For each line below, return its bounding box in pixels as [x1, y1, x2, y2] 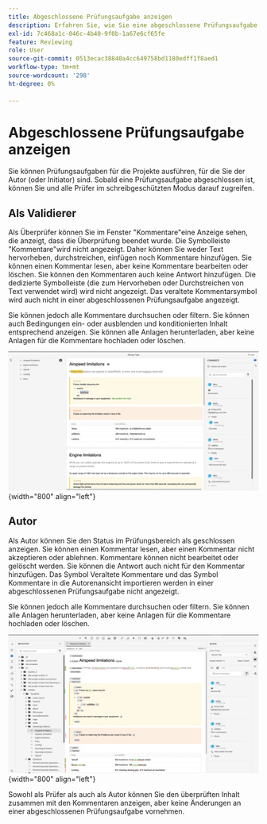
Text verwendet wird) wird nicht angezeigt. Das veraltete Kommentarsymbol [8, 287, 257, 296]
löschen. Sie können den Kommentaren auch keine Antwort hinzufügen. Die [8, 270, 257, 280]
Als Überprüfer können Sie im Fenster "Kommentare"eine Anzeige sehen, [8, 227, 248, 238]
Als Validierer [8, 207, 77, 220]
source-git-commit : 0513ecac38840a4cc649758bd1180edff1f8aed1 [8, 55, 219, 63]
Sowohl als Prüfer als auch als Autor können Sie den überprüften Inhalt [8, 790, 240, 799]
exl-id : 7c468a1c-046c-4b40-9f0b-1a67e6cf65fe [8, 29, 165, 37]
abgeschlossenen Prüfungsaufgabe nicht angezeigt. [8, 586, 180, 596]
